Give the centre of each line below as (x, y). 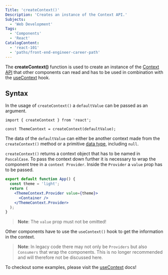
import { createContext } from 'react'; (48, 120)
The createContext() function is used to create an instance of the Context (82, 67)
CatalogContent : (22, 43)
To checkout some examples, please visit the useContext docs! (71, 267)
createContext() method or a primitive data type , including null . (72, 144)
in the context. (20, 237)
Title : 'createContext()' (32, 10)
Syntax (17, 93)
